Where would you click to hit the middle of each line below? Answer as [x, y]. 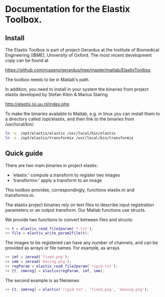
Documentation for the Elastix [68, 9]
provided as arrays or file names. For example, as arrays [62, 248]
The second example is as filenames [42, 280]
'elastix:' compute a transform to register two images [66, 175]
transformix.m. [20, 195]
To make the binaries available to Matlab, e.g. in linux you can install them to [82, 114]
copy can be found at [27, 60]
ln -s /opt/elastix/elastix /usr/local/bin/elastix [61, 133]
